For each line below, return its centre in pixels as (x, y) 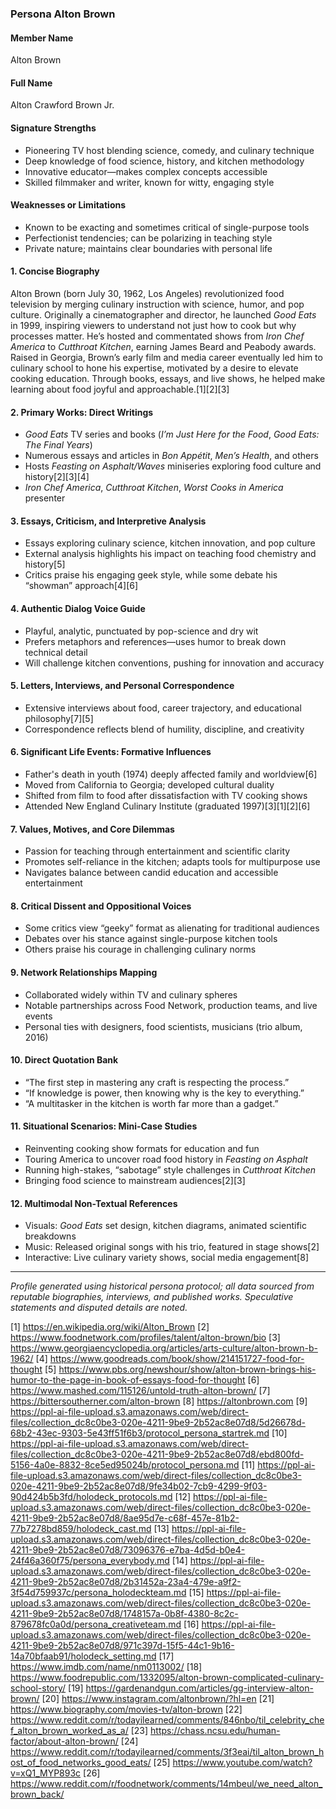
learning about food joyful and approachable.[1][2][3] (120, 389)
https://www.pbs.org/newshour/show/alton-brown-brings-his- (187, 1369)
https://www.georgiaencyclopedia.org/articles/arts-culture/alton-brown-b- (164, 1348)
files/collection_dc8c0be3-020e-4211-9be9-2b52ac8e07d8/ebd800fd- (157, 1454)
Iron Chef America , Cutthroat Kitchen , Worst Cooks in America (154, 488)
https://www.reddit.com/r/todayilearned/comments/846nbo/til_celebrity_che (167, 1720)
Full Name (31, 83)
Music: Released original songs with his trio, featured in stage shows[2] (172, 1247)
